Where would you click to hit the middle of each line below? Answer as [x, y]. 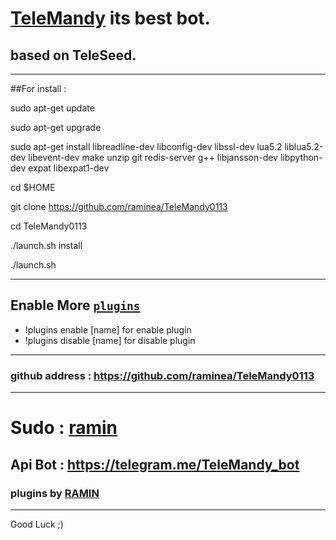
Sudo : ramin [64, 428]
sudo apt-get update [52, 108]
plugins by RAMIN [55, 493]
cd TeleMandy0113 [49, 226]
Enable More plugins [75, 305]
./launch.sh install [46, 245]
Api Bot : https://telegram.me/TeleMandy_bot [155, 464]
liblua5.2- [304, 146]
